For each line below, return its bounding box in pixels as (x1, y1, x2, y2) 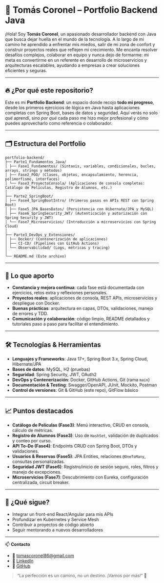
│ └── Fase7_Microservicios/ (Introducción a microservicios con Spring (5, 219, 156, 225)
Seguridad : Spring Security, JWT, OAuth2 (12, 372, 97, 378)
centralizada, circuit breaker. (12, 480, 70, 485)
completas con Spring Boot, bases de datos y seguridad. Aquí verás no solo (5, 110, 158, 116)
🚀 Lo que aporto (5, 272, 54, 280)
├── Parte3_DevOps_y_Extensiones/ (5, 232, 76, 237)
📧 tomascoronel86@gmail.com (12, 553, 74, 558)
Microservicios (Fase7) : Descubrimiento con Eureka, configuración (12, 474, 149, 480)
